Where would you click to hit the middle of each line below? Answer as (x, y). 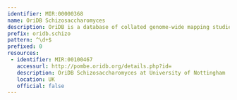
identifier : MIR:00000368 (45, 14)
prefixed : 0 (25, 46)
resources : (23, 54)
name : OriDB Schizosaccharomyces (56, 20)
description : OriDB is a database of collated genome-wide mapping (109, 27)
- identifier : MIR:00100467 (51, 60)
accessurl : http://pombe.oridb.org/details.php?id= (94, 66)
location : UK (36, 79)
